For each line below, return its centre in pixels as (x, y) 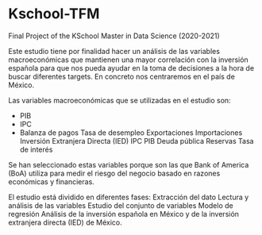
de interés (36, 149)
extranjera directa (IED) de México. (65, 222)
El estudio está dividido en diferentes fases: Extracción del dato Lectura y (129, 197)
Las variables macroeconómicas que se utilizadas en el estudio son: (120, 100)
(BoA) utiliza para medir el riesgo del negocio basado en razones (114, 173)
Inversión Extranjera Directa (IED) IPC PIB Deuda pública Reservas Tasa (137, 141)
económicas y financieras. (52, 181)
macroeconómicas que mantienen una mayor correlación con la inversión (128, 60)
